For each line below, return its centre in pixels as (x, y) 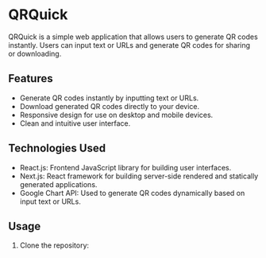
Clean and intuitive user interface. (75, 123)
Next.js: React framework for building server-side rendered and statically (139, 176)
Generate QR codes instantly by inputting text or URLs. (109, 98)
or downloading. (35, 53)
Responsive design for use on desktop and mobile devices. (116, 115)
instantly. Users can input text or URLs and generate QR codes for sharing (129, 45)
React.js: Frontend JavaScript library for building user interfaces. (125, 167)
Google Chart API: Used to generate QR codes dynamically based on (132, 193)
